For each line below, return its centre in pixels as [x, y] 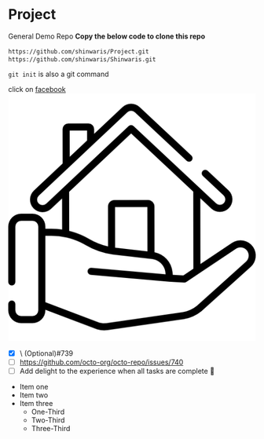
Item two [34, 395]
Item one [34, 387]
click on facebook [37, 89]
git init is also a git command [59, 74]
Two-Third [48, 420]
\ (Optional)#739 [46, 353]
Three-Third [51, 429]
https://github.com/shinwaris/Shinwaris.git [82, 59]
